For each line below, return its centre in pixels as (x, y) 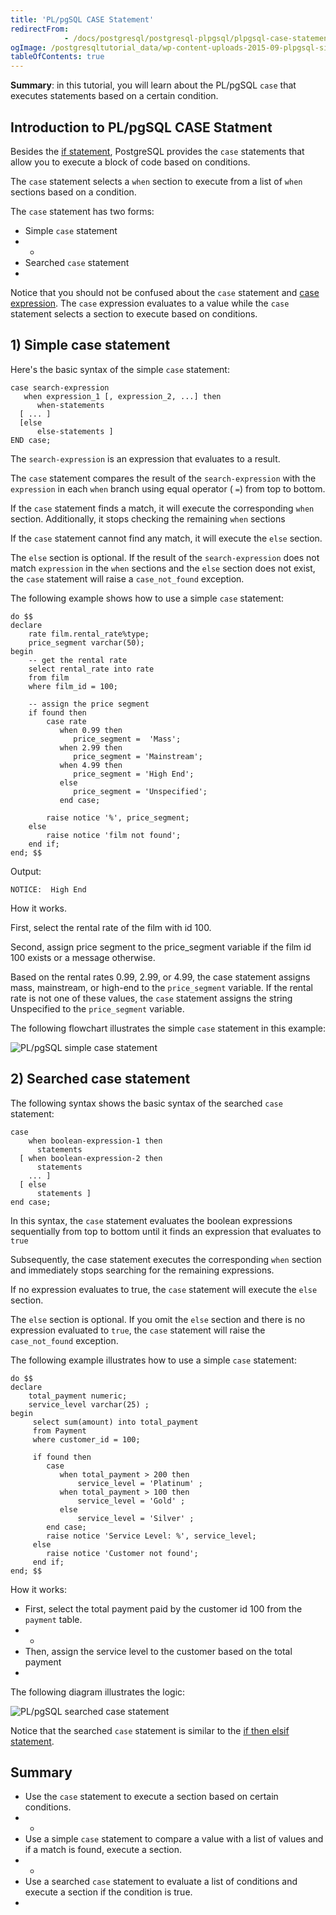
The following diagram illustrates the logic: (98, 1692)
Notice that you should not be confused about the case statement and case (165, 292)
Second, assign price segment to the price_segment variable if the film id (161, 947)
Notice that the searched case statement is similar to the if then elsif (150, 1730)
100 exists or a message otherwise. (83, 957)
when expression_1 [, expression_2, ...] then (122, 396)
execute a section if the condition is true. (108, 1892)
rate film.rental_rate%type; (89, 634)
